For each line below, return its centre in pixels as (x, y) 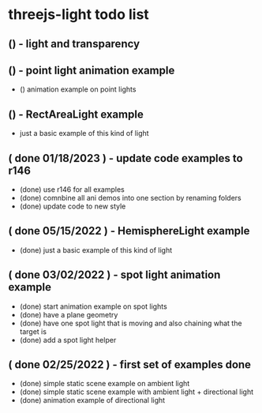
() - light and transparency (74, 44)
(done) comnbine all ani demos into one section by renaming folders (131, 198)
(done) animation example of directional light (92, 400)
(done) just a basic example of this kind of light (96, 250)
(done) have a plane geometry (69, 314)
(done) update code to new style (73, 206)
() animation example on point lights (78, 89)
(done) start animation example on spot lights (93, 306)
